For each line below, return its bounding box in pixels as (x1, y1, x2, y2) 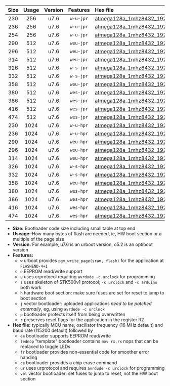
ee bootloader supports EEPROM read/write (20, 333, 111, 338)
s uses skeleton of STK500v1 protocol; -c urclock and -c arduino (20, 279, 158, 285)
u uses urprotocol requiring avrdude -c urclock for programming (20, 274, 155, 280)
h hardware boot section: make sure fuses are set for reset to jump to (20, 290, 164, 295)
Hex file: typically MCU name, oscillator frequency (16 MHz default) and (12, 322, 163, 328)
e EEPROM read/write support (20, 268, 82, 274)
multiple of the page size (12, 236, 65, 242)
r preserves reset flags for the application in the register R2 (20, 317, 144, 323)
